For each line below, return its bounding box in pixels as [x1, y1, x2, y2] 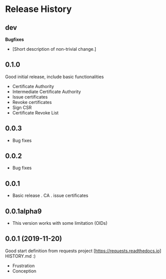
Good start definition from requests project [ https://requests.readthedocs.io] [5, 248, 162, 254]
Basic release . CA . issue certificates [12, 192, 88, 198]
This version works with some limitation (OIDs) [12, 220, 108, 226]
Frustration [12, 263, 35, 269]
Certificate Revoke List [12, 109, 59, 115]
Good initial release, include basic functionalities [5, 74, 104, 80]
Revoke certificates [12, 99, 52, 105]
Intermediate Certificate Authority [12, 89, 81, 94]
